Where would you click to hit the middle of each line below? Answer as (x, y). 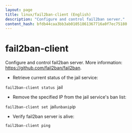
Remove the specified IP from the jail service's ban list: (70, 97)
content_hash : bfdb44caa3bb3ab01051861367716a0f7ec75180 (66, 24)
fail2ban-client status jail (34, 87)
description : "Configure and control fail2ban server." (65, 19)
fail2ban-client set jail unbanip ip (41, 107)
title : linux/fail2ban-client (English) (48, 15)
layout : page (19, 10)
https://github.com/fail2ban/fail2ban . (44, 68)
